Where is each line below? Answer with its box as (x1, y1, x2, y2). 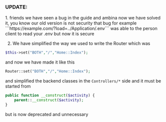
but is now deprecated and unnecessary (5, 111, 88, 117)
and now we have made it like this (5, 59, 75, 65)
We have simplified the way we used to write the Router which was (12, 40, 150, 46)
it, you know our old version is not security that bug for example (5, 20, 137, 26)
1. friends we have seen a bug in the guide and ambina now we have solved (5, 15, 161, 21)
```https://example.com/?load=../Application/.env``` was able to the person (5, 25, 157, 31)
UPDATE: (5, 3, 27, 10)
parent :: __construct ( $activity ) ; (14, 97, 84, 102)
